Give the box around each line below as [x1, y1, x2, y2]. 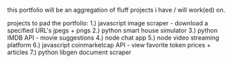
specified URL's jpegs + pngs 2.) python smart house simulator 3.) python [7, 27, 218, 34]
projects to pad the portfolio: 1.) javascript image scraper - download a [7, 19, 208, 27]
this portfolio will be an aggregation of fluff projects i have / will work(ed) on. [7, 6, 226, 14]
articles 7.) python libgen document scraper [7, 48, 132, 56]
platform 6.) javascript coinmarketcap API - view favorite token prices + [7, 41, 211, 49]
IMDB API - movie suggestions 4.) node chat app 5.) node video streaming [7, 34, 220, 42]
